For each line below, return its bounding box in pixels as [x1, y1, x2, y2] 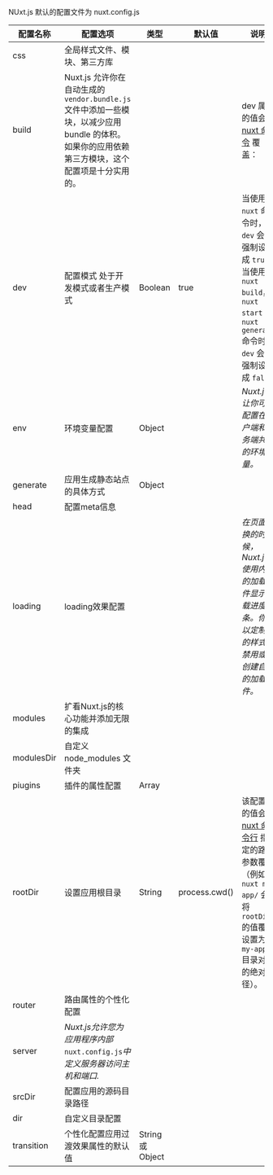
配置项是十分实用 [63, 165, 130, 177]
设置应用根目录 [63, 887, 122, 898]
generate [12, 480, 47, 490]
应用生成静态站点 [63, 474, 130, 484]
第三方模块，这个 [63, 153, 130, 164]
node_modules [63, 752, 121, 764]
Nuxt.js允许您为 [63, 1021, 124, 1033]
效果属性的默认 [71, 1141, 130, 1151]
